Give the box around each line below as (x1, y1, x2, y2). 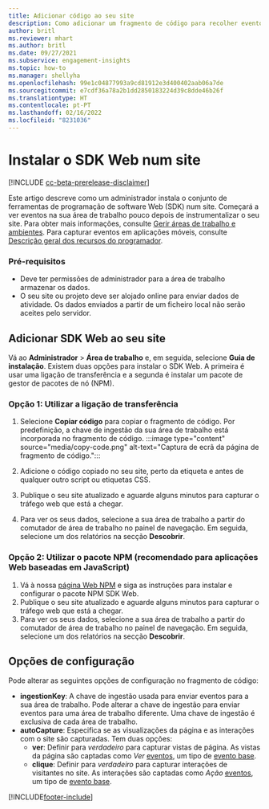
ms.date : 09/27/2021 (8, 49, 78, 57)
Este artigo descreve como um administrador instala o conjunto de (8, 193, 228, 202)
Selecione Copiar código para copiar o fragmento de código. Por (19, 417, 235, 427)
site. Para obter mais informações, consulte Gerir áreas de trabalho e (8, 219, 236, 228)
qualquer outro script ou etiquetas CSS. (19, 475, 151, 484)
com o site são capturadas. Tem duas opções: (19, 734, 173, 744)
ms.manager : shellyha (8, 72, 81, 80)
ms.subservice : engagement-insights (8, 57, 130, 65)
